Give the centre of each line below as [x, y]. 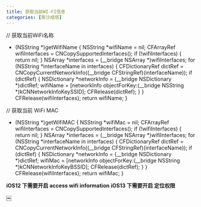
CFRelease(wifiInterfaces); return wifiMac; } [69, 173]
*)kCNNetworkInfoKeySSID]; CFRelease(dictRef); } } [79, 92]
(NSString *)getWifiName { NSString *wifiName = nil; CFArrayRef [95, 47]
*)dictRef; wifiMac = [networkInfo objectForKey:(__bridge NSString [97, 160]
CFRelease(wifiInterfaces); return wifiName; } [71, 98]
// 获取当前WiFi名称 [30, 35]
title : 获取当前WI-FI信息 [36, 12]
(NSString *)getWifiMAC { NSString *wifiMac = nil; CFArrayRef [92, 122]
